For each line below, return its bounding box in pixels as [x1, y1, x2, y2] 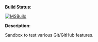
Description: [5, 23, 31, 28]
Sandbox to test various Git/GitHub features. [5, 32, 94, 38]
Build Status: [5, 4, 32, 10]
